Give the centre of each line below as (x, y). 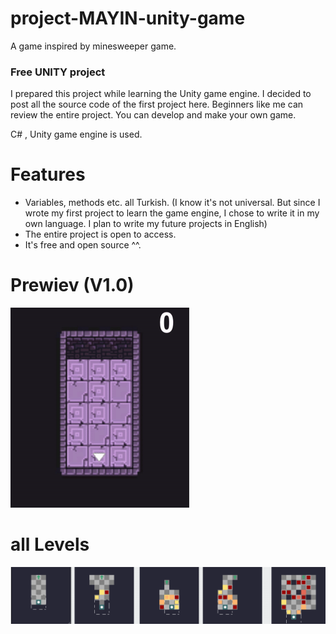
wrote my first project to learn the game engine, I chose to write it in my (172, 213)
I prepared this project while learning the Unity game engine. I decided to (161, 94)
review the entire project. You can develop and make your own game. (153, 115)
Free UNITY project (58, 72)
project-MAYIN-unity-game (128, 18)
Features (48, 174)
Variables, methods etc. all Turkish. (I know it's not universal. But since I (172, 203)
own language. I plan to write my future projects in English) (146, 224)
